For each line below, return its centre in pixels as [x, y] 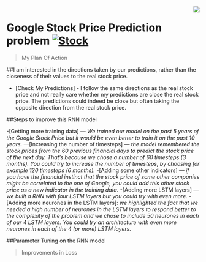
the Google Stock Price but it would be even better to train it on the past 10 [101, 138]
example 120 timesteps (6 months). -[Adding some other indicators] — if [98, 170]
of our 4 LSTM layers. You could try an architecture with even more [92, 222]
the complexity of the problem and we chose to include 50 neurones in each [103, 215]
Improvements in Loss [49, 252]
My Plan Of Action [44, 58]
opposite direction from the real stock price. [71, 107]
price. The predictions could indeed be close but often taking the [97, 101]
